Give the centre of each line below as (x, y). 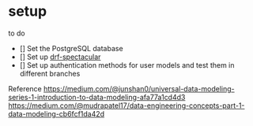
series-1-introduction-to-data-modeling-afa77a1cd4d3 (97, 97)
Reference (25, 88)
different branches (50, 73)
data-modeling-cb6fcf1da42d (57, 113)
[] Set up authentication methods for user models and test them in (127, 65)
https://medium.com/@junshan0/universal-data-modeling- (139, 88)
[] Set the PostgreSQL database (72, 48)
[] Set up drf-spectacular (60, 57)
